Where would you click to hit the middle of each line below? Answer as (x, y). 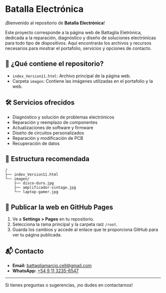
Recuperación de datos (36, 143)
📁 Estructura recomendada (47, 159)
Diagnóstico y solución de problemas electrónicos (63, 117)
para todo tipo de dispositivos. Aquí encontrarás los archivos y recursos (78, 43)
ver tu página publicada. (37, 235)
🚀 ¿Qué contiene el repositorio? (54, 64)
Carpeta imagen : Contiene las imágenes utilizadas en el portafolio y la (83, 81)
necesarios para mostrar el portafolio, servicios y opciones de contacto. (79, 48)
